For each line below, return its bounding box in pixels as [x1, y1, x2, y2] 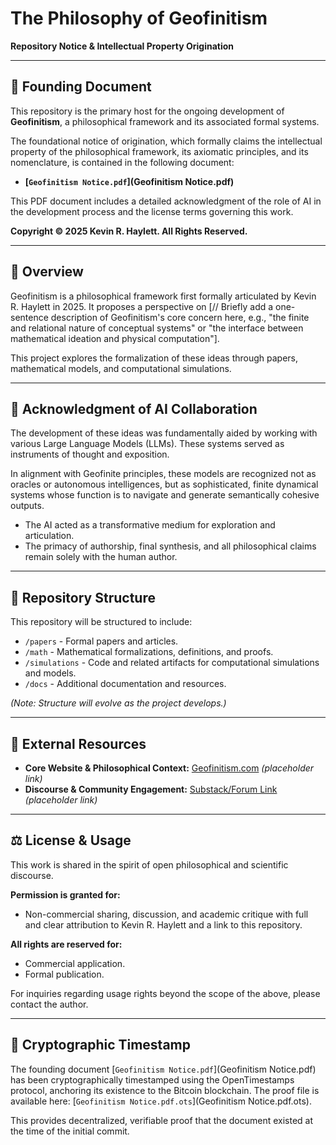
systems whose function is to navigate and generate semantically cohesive [10, 489, 320, 501]
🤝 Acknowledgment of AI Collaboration [10, 400, 258, 417]
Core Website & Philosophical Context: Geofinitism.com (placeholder [24, 762, 315, 774]
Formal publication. [24, 968, 105, 980]
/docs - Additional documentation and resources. [24, 678, 227, 690]
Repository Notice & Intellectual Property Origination [10, 40, 235, 52]
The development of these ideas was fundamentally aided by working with [10, 427, 318, 439]
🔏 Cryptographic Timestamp [10, 1037, 192, 1054]
